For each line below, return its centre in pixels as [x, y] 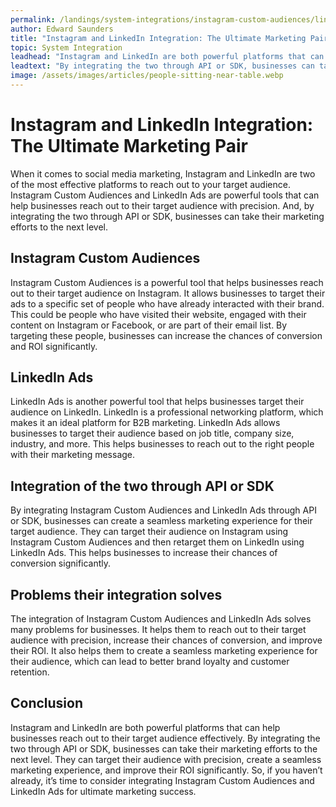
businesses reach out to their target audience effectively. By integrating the [165, 738]
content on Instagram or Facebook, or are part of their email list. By [149, 325]
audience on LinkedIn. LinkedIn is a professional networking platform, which [167, 412]
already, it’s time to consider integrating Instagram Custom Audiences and [162, 780]
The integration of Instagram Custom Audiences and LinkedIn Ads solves [161, 619]
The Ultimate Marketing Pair [129, 146]
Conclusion [47, 703]
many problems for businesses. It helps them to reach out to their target [158, 630]
